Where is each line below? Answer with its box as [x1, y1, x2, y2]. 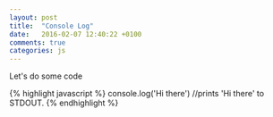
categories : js [9, 46, 66, 55]
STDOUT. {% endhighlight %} [9, 97, 119, 108]
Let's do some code [9, 71, 83, 81]
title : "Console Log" [9, 21, 94, 30]
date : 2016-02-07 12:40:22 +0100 [9, 29, 142, 38]
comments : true [9, 38, 66, 47]
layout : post [9, 13, 58, 22]
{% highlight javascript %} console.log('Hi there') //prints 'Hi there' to [9, 88, 265, 99]
